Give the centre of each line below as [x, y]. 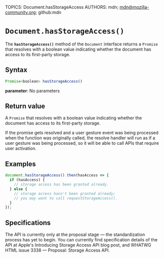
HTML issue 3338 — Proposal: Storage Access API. [57, 250]
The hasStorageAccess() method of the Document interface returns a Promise [82, 44]
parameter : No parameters [33, 91]
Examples [20, 164]
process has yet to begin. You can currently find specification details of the [81, 240]
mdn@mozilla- [134, 7]
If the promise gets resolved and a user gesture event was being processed [82, 133]
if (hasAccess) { [27, 180]
